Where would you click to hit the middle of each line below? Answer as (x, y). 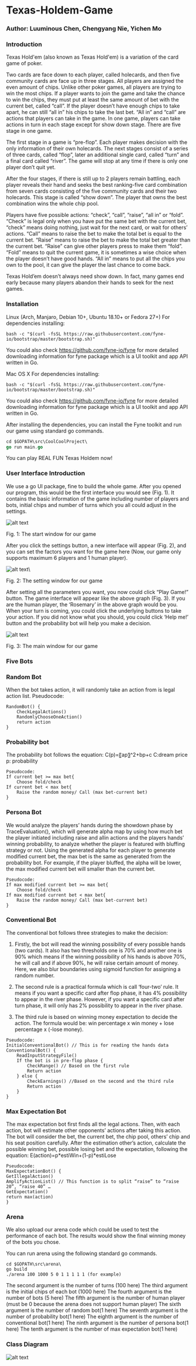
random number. (35, 975)
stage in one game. (29, 131)
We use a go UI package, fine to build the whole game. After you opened (94, 486)
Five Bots (20, 661)
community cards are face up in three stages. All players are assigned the (95, 81)
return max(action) (30, 1197)
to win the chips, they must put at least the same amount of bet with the (93, 100)
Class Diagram (27, 1344)
